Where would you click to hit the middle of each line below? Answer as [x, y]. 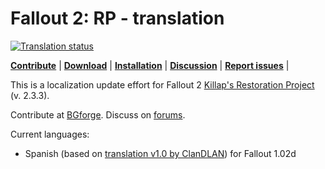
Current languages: [50, 134]
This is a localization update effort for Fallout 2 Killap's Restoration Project [162, 84]
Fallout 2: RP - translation [117, 18]
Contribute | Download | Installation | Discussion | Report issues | [150, 65]
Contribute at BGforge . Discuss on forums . [98, 114]
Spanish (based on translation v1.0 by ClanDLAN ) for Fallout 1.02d [160, 153]
